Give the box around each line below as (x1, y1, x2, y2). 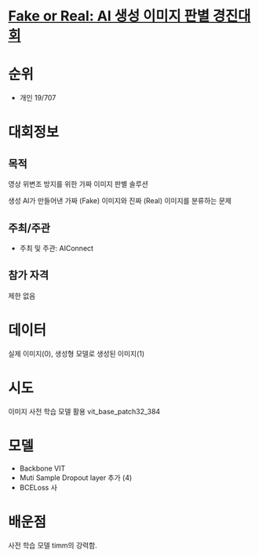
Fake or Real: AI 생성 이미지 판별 (8, 7, 210, 25)
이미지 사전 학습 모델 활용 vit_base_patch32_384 (8, 406, 161, 416)
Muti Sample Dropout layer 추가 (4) (19, 472, 133, 482)
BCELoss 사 (19, 482, 57, 492)
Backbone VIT (19, 464, 66, 473)
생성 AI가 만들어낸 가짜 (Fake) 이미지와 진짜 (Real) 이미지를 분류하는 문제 (8, 196, 232, 206)
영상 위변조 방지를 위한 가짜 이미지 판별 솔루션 (8, 180, 149, 189)
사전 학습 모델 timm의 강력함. (8, 541, 98, 550)
